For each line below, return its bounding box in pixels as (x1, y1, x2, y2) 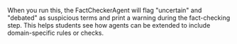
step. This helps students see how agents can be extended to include (7, 21, 211, 29)
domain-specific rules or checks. (7, 28, 104, 37)
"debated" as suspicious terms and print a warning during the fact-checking (7, 13, 231, 22)
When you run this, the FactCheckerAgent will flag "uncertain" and (7, 6, 202, 14)
